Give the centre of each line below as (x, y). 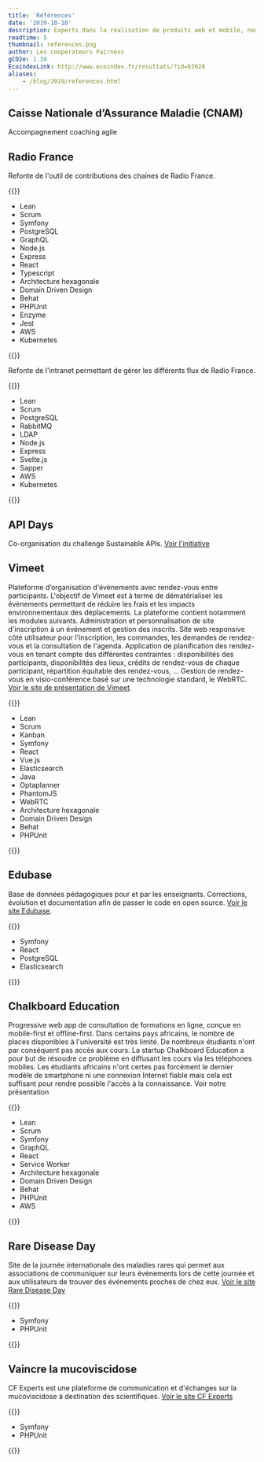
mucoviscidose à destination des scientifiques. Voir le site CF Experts (121, 1396)
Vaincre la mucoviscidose (73, 1369)
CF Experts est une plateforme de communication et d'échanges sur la (123, 1388)
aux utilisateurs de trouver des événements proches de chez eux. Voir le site (132, 1282)
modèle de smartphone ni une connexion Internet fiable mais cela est (120, 1076)
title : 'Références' (42, 15)
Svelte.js (33, 460)
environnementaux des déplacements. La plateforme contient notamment (127, 612)
